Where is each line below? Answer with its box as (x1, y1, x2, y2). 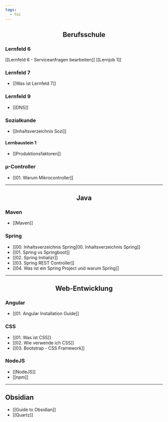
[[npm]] (12, 374, 28, 380)
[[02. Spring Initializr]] (12, 254, 58, 260)
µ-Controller (5, 163, 36, 170)
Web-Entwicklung (55, 284, 113, 293)
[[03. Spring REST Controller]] (12, 260, 74, 266)
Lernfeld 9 (5, 93, 31, 100)
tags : (5, 7, 16, 12)
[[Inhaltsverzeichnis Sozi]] (12, 128, 66, 134)
